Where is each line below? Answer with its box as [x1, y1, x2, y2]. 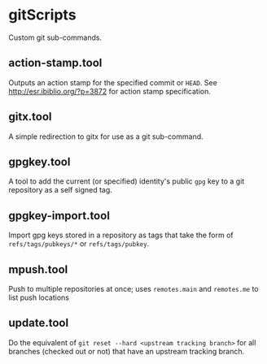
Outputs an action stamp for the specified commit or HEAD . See [8, 77, 217, 87]
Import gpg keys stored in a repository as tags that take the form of [8, 230, 234, 240]
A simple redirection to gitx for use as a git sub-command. [8, 132, 204, 141]
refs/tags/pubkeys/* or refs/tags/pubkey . [8, 239, 150, 249]
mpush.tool [8, 262, 68, 276]
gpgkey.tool [8, 154, 71, 168]
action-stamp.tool [8, 56, 103, 70]
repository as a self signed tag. [8, 185, 112, 195]
